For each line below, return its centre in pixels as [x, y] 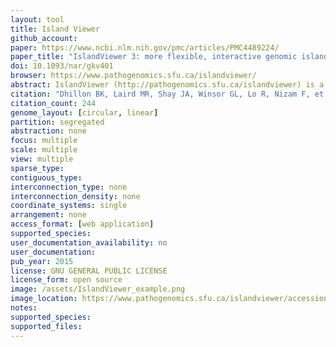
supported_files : [46, 326]
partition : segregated [57, 122]
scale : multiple [44, 150]
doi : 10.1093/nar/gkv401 [62, 66]
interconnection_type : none [69, 187]
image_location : [44, 299]
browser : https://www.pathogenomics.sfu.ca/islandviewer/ [133, 76]
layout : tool [37, 19]
